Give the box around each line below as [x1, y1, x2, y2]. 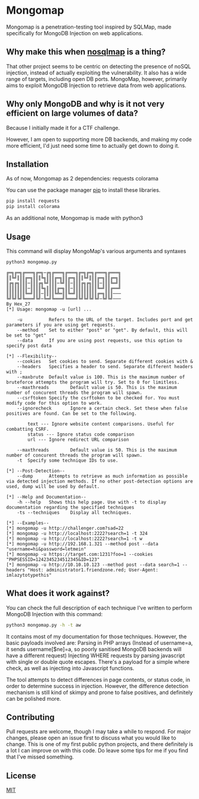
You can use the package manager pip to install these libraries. [6, 186, 161, 194]
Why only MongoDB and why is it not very [6, 99, 165, 109]
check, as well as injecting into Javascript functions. [6, 664, 135, 671]
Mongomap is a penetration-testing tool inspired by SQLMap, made [6, 23, 172, 30]
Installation [6, 159, 49, 169]
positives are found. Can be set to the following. [6, 411, 137, 416]
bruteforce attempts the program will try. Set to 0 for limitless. [6, 379, 180, 385]
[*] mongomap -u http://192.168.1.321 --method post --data [6, 540, 159, 547]
